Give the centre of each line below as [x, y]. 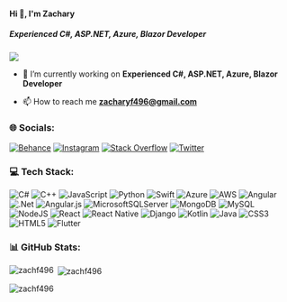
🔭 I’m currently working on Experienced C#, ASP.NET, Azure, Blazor [150, 74]
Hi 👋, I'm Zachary [42, 14]
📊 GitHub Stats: [45, 247]
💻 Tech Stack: [42, 171]
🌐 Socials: [32, 128]
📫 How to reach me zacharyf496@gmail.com [110, 101]
